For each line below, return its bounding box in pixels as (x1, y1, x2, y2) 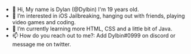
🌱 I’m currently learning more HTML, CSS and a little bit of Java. (12, 25, 172, 32)
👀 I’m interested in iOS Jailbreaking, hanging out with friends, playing (12, 12, 186, 19)
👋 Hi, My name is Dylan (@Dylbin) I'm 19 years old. (12, 6, 139, 13)
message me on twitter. (12, 41, 71, 48)
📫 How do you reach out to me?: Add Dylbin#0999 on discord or (12, 32, 176, 39)
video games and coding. (12, 19, 76, 25)
